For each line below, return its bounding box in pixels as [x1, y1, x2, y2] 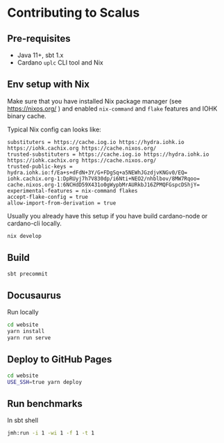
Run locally [7, 308, 39, 316]
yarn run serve [7, 334, 51, 341]
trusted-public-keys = [7, 163, 73, 170]
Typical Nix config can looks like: [7, 125, 102, 134]
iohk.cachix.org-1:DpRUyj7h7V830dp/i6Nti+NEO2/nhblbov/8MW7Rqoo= [7, 175, 200, 182]
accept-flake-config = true [7, 193, 89, 200]
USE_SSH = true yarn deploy [7, 378, 82, 385]
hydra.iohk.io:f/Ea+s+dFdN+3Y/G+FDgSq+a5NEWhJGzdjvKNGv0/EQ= [7, 169, 188, 176]
